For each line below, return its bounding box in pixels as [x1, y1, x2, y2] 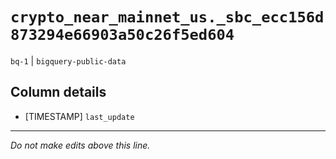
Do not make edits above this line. [10, 139, 151, 151]
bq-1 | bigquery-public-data [10, 54, 127, 67]
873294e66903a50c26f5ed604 [10, 26, 235, 45]
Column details [10, 84, 107, 101]
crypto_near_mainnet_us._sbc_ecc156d [10, 8, 325, 27]
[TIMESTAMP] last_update [24, 110, 135, 122]
